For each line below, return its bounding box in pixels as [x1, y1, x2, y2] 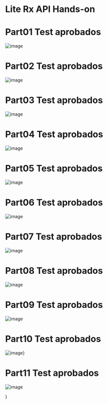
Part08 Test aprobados [5, 265, 103, 276]
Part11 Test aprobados [5, 367, 99, 378]
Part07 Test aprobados [5, 231, 102, 242]
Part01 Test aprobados [5, 27, 101, 38]
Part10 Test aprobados [5, 333, 101, 344]
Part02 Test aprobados [5, 61, 103, 72]
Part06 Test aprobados [5, 197, 103, 208]
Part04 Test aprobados [5, 129, 103, 140]
